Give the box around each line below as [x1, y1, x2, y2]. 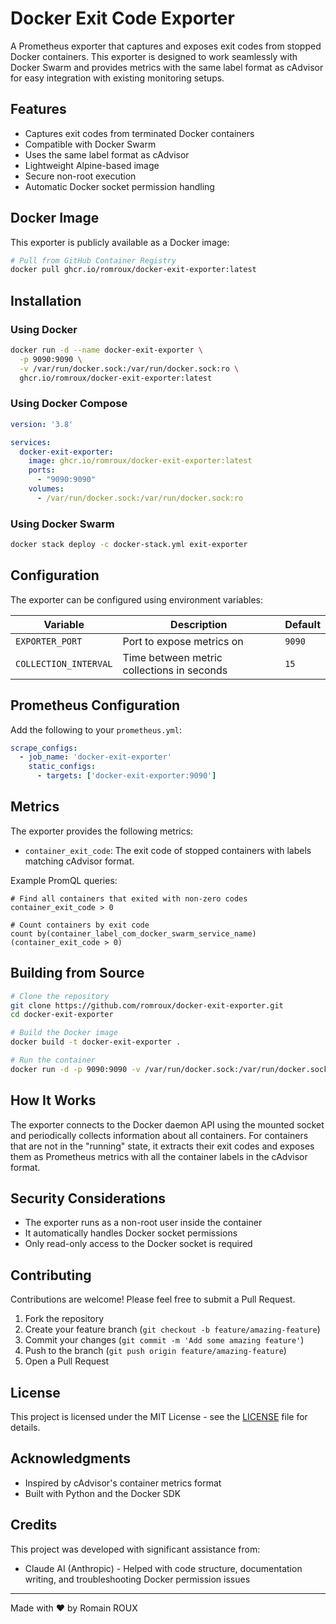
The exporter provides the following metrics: [10, 825, 194, 837]
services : [10, 437, 52, 447]
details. [10, 1422, 41, 1434]
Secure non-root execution [24, 170, 137, 182]
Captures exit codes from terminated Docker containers [24, 127, 255, 139]
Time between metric [122, 650, 223, 664]
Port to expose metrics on [122, 634, 244, 648]
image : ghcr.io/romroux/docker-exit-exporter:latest [28, 456, 253, 466]
